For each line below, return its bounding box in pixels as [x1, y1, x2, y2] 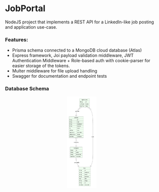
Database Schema [5, 86, 50, 92]
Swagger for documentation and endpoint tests [12, 73, 107, 79]
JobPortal [5, 3, 46, 14]
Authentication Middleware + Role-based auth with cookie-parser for [12, 58, 151, 64]
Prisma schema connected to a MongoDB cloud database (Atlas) [12, 47, 142, 53]
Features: [5, 36, 28, 43]
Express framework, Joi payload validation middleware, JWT [12, 52, 134, 58]
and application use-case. [5, 24, 57, 30]
